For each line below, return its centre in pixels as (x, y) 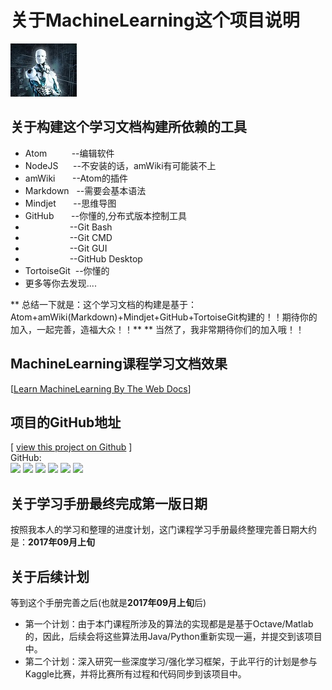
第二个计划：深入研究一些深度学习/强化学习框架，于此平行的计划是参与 (171, 661)
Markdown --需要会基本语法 (85, 190)
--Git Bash (91, 227)
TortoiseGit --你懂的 (67, 270)
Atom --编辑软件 (69, 153)
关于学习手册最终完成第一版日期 (109, 503)
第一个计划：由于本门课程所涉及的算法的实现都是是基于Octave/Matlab (169, 624)
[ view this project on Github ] (71, 447)
